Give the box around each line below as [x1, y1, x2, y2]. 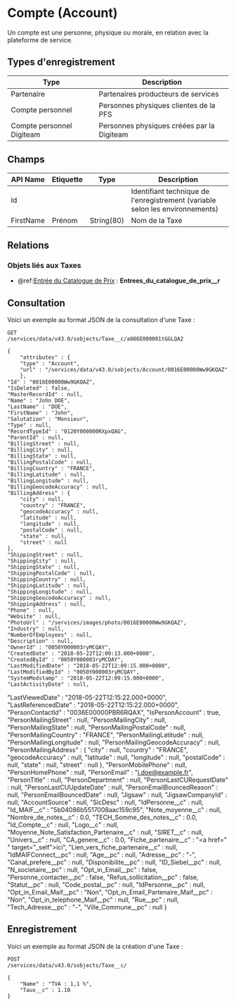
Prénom [51, 215, 78, 225]
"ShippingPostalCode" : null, [7, 570, 96, 577]
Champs [7, 154, 45, 166]
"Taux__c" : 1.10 [20, 986, 71, 993]
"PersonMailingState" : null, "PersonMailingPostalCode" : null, [7, 723, 186, 732]
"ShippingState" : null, [7, 564, 80, 571]
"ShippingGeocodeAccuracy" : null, [7, 594, 112, 602]
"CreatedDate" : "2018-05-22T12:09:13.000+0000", [7, 650, 156, 657]
